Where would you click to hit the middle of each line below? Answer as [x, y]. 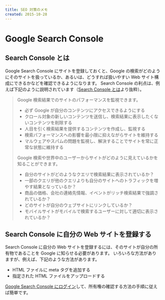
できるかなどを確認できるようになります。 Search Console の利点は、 [85, 83]
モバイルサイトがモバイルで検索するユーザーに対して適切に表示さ [91, 211]
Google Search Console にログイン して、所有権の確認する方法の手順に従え [81, 287]
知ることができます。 [39, 164]
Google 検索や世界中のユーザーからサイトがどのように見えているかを [88, 158]
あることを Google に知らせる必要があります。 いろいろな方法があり [87, 253]
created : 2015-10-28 [26, 14]
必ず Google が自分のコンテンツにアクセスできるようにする [85, 110]
